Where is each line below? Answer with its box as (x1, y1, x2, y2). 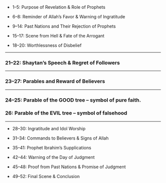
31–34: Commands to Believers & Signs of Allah (12, 135, 109, 141)
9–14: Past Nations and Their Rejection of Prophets (12, 23, 116, 29)
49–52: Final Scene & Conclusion (12, 173, 80, 179)
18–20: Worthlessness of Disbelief (12, 42, 82, 48)
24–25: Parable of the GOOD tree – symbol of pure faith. (5, 96, 141, 103)
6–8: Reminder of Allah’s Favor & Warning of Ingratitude (12, 14, 125, 19)
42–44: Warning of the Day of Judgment (12, 154, 95, 160)
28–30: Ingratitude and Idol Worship (12, 125, 85, 131)
